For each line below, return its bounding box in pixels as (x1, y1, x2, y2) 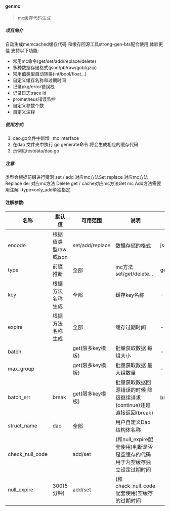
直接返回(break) (115, 409, 153, 416)
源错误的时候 (115, 386, 146, 394)
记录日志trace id (12, 90, 47, 96)
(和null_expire (115, 436, 148, 443)
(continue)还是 (115, 402, 151, 409)
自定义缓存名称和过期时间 (12, 77, 66, 84)
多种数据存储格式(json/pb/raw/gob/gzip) (12, 65, 97, 71)
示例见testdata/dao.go (12, 148, 60, 154)
